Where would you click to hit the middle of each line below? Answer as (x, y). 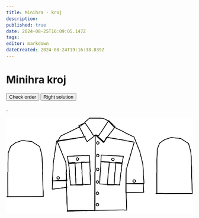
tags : (13, 38)
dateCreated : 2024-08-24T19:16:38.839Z (55, 50)
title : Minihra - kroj (34, 12)
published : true (26, 25)
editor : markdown (28, 44)
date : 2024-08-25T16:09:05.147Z (46, 31)
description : (22, 19)
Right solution (59, 97)
